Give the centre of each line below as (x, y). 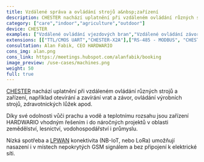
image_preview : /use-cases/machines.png (58, 62)
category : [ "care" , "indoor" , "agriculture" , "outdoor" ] (76, 23)
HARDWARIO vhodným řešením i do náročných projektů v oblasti (87, 123)
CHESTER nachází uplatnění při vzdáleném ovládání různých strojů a (92, 91)
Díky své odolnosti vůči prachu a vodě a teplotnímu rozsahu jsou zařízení (98, 116)
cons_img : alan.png (31, 52)
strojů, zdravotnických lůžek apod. (49, 104)
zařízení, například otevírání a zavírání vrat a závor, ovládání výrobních (94, 98)
